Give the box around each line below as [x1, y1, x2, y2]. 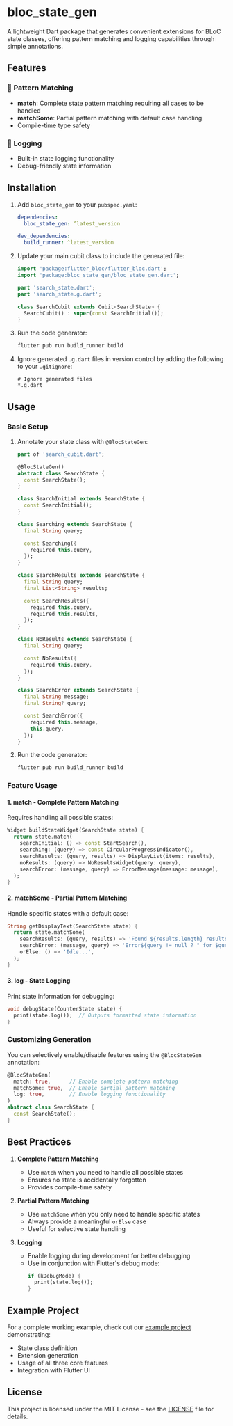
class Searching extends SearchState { [17, 521, 133, 528]
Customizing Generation [7, 1035, 92, 1045]
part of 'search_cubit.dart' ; [17, 450, 105, 458]
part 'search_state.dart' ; [17, 284, 96, 291]
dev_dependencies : [17, 232, 71, 240]
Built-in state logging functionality [17, 154, 114, 162]
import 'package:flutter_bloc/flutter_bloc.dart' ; [17, 265, 167, 272]
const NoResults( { [24, 655, 77, 662]
